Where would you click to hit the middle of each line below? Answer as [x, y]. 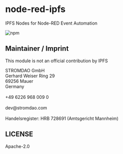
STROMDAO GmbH [25, 70]
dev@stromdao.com [26, 108]
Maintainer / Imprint [37, 49]
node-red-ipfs [35, 9]
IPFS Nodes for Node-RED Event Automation [51, 23]
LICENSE [19, 134]
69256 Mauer [19, 81]
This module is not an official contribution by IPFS [56, 61]
